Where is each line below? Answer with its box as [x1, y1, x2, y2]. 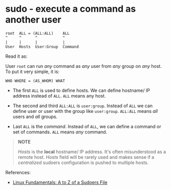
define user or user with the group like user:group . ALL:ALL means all [12, 108, 158, 114]
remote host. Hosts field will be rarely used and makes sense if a [17, 154, 155, 160]
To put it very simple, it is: [5, 68, 60, 75]
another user [5, 14, 61, 26]
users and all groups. [12, 113, 58, 120]
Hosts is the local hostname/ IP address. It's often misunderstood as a [17, 149, 166, 155]
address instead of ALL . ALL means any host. [12, 92, 106, 99]
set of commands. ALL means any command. [12, 129, 108, 135]
